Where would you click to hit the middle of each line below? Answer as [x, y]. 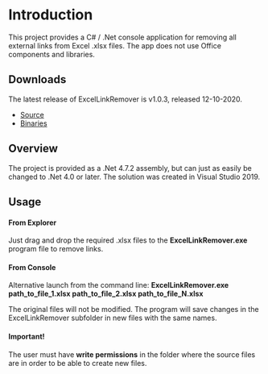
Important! [27, 336]
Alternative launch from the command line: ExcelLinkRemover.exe [119, 285]
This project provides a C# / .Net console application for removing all [123, 37]
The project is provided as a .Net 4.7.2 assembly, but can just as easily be [130, 168]
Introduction [51, 15]
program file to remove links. [56, 249]
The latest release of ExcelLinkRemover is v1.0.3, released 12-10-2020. [126, 99]
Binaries [33, 123]
